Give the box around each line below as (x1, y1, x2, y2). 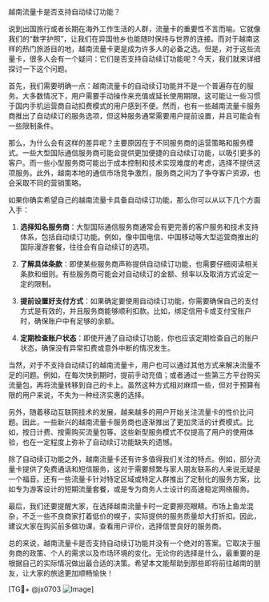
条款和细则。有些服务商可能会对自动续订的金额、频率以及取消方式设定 (19, 269, 252, 279)
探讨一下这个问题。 (8, 64, 72, 74)
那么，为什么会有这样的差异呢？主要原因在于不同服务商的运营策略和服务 (8, 138, 247, 147)
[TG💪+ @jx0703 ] (8, 584, 94, 594)
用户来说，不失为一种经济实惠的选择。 (22, 391, 149, 399)
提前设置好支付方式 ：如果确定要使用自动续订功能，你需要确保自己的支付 (19, 296, 259, 306)
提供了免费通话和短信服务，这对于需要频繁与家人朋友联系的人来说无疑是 (22, 464, 261, 474)
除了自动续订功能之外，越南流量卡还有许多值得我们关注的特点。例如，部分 (8, 455, 254, 464)
